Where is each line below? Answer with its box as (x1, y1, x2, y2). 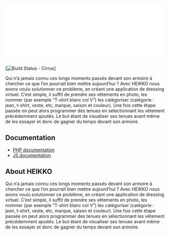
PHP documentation (12, 147, 55, 153)
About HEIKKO (5, 167, 52, 176)
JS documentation (12, 152, 51, 159)
